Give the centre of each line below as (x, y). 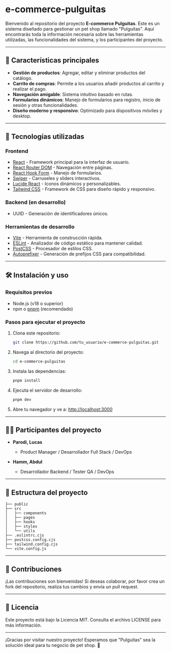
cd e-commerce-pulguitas (39, 361)
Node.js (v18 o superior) (38, 303)
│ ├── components (26, 513)
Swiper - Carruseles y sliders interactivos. (56, 179)
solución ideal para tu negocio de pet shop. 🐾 (53, 645)
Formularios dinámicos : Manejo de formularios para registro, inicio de (87, 100)
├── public (17, 504)
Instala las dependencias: (39, 371)
